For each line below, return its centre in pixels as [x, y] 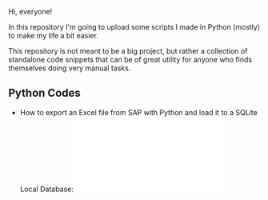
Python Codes [45, 93]
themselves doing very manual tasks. [70, 68]
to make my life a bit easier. [53, 36]
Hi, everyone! [30, 12]
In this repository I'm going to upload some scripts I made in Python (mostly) [134, 27]
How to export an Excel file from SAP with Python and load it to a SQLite [138, 112]
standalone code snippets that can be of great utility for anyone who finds [130, 60]
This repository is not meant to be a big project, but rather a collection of [128, 51]
